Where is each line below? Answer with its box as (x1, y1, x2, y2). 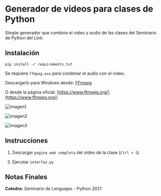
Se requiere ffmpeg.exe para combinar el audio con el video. (5, 70, 125, 76)
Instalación (5, 49, 40, 57)
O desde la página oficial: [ (5, 89, 59, 95)
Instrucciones (5, 137, 48, 145)
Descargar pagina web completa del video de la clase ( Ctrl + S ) (12, 149, 140, 155)
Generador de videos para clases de (5, 3, 154, 15)
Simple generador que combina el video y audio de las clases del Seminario (5, 30, 157, 35)
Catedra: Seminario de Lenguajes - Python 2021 (5, 186, 102, 192)
